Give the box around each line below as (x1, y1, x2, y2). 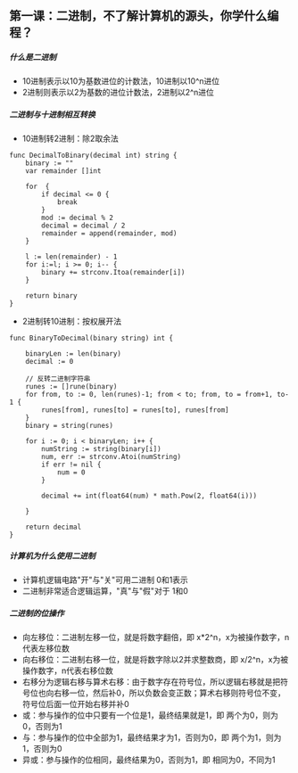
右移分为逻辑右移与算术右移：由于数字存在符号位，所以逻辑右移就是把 (21, 677, 281, 687)
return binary (25, 292, 78, 300)
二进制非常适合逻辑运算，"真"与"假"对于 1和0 (21, 586, 189, 596)
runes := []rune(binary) (25, 382, 118, 391)
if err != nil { (41, 460, 102, 470)
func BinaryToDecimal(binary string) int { (9, 333, 174, 343)
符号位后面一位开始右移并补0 (21, 699, 129, 710)
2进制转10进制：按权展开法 (21, 316, 122, 327)
